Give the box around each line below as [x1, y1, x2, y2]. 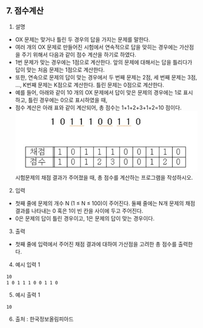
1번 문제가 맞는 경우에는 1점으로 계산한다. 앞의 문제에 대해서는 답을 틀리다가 [15, 58, 193, 65]
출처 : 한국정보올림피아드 [15, 315, 74, 323]
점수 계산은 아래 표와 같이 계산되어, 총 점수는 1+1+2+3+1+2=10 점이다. [15, 103, 182, 111]
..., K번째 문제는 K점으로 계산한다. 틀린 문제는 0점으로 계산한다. [15, 81, 165, 88]
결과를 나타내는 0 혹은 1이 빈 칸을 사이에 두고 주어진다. [15, 208, 144, 215]
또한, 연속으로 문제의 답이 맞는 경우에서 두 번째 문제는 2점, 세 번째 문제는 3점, [15, 73, 198, 80]
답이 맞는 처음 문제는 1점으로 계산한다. [15, 66, 105, 73]
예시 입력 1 [15, 261, 41, 268]
